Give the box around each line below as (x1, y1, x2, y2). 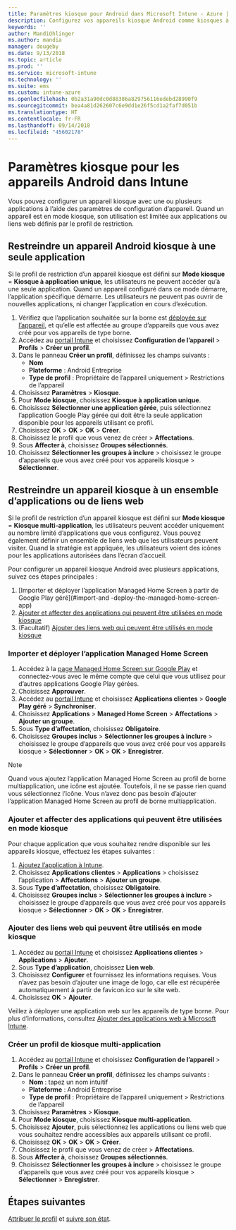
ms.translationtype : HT (8, 109, 78, 116)
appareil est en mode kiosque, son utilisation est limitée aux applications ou (8, 212, 228, 221)
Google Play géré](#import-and (18, 593, 110, 602)
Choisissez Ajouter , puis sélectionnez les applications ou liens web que (18, 1123, 227, 1131)
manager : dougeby (8, 43, 59, 50)
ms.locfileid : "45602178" (8, 128, 84, 135)
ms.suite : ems (8, 83, 50, 90)
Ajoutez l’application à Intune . (18, 860, 104, 869)
